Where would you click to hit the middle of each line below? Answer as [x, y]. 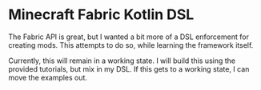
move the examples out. [48, 77]
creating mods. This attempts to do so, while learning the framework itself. [131, 45]
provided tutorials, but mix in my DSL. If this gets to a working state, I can [129, 68]
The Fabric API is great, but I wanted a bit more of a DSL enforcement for [129, 37]
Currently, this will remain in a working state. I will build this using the [122, 61]
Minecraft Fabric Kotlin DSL [101, 15]
